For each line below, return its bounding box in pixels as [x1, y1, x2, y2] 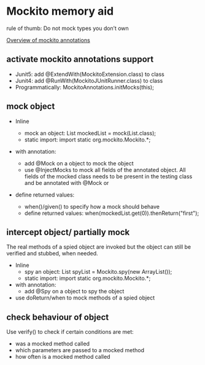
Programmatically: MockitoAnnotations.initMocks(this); [15, 83, 155, 91]
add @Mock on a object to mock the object [24, 159, 134, 167]
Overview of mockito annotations [6, 36, 90, 43]
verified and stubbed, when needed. [6, 250, 98, 257]
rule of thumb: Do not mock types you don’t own [6, 24, 129, 32]
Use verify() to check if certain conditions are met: [6, 328, 134, 336]
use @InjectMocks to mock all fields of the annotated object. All [24, 166, 186, 173]
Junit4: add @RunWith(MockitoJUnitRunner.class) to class [15, 77, 163, 84]
